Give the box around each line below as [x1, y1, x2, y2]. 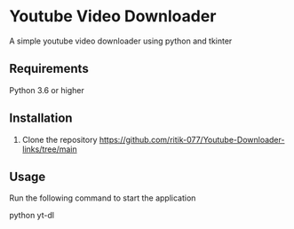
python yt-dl [9, 210, 55, 221]
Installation [9, 111, 73, 126]
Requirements [9, 61, 89, 76]
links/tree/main [21, 144, 77, 154]
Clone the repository [21, 134, 98, 145]
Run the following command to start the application [9, 193, 196, 203]
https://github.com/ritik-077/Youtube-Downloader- [99, 134, 285, 145]
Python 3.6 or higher [9, 84, 84, 95]
